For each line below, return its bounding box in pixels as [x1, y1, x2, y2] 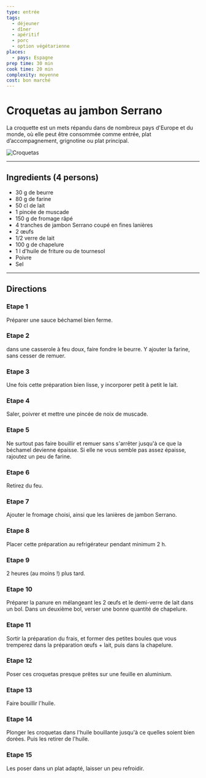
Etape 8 [6, 527, 30, 535]
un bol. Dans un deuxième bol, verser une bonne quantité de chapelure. [6, 605, 188, 613]
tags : [6, 15, 20, 21]
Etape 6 [6, 468, 30, 476]
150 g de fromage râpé [15, 215, 74, 222]
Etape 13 [6, 685, 32, 694]
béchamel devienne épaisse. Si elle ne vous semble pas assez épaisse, [6, 446, 186, 454]
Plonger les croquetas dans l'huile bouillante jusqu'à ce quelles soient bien [6, 729, 195, 736]
